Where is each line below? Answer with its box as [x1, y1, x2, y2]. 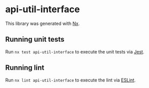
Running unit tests [5, 35, 65, 44]
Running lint [5, 64, 45, 72]
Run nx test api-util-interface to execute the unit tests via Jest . [5, 48, 144, 54]
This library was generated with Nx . [5, 20, 80, 26]
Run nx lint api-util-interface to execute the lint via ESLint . [5, 77, 136, 83]
